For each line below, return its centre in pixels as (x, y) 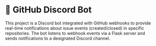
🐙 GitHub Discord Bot (48, 10)
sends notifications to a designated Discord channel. (58, 38)
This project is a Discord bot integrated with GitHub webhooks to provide (78, 23)
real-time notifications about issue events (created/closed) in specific (75, 28)
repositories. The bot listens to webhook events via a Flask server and (75, 33)
